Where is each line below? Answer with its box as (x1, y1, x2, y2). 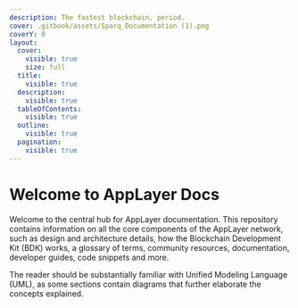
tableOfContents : (17, 104, 82, 113)
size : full (25, 63, 66, 72)
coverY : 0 (9, 29, 46, 38)
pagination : (17, 137, 62, 146)
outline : (17, 121, 50, 130)
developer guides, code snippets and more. (9, 252, 170, 262)
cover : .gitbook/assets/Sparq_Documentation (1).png (9, 21, 210, 30)
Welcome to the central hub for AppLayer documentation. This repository (9, 213, 278, 224)
